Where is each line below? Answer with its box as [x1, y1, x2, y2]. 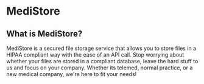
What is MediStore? [6, 29, 83, 39]
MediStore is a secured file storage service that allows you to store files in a [6, 44, 197, 52]
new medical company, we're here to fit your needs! [6, 71, 137, 77]
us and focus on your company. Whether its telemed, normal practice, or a [6, 64, 193, 71]
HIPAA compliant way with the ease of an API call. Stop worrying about [6, 51, 185, 58]
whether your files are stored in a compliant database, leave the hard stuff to [6, 58, 199, 65]
